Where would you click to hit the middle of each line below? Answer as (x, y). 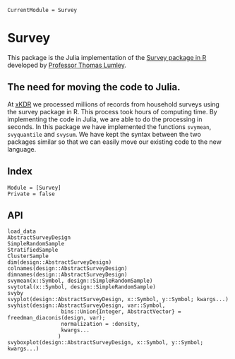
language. (22, 149)
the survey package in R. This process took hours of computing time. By (112, 111)
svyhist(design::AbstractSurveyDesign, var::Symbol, (86, 306)
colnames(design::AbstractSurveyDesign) (68, 269)
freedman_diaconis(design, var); (56, 318)
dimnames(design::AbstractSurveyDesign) (68, 275)
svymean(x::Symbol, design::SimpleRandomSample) (80, 281)
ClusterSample (28, 256)
